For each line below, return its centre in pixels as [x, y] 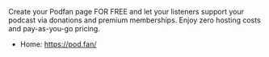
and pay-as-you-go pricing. [55, 28]
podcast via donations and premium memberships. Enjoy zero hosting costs [134, 20]
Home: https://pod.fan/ [58, 44]
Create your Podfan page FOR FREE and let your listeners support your [126, 12]
